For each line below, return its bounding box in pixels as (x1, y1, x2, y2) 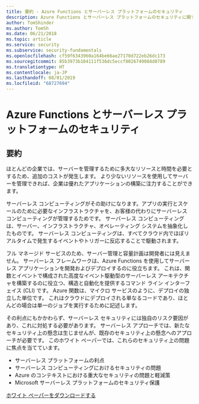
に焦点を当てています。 (6, 344, 63, 351)
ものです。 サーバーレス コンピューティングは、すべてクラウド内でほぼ (11, 230, 184, 236)
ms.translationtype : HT (6, 64, 65, 70)
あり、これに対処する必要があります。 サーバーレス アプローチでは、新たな (6, 322, 190, 329)
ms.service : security (6, 42, 60, 48)
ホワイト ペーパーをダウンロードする (6, 392, 96, 399)
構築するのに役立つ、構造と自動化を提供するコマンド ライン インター (16, 280, 185, 286)
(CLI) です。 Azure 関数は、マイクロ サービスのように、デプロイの (23, 287, 185, 294)
